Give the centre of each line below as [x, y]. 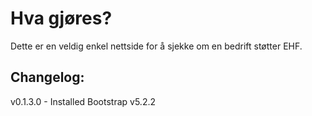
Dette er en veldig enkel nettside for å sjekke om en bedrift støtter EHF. [156, 46]
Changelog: [47, 77]
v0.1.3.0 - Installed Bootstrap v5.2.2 [83, 101]
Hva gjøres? [61, 18]
